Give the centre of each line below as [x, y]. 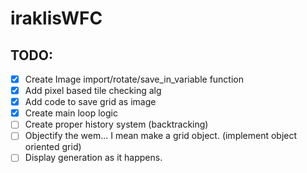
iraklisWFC [56, 18]
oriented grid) [53, 147]
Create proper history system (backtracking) [116, 124]
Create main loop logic [71, 113]
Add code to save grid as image [90, 102]
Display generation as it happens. [93, 158]
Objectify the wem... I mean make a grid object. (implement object [161, 136]
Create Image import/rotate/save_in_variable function [134, 79]
